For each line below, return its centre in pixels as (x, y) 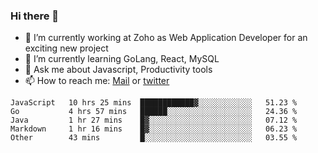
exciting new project (66, 48)
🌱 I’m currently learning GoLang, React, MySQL (122, 59)
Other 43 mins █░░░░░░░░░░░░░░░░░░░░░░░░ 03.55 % (154, 138)
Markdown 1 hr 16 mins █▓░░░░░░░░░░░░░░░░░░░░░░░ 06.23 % (154, 129)
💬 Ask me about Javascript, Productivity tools (118, 70)
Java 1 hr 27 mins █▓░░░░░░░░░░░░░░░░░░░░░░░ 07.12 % (154, 120)
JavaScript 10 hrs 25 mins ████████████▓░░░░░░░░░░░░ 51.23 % (154, 103)
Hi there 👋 (35, 16)
